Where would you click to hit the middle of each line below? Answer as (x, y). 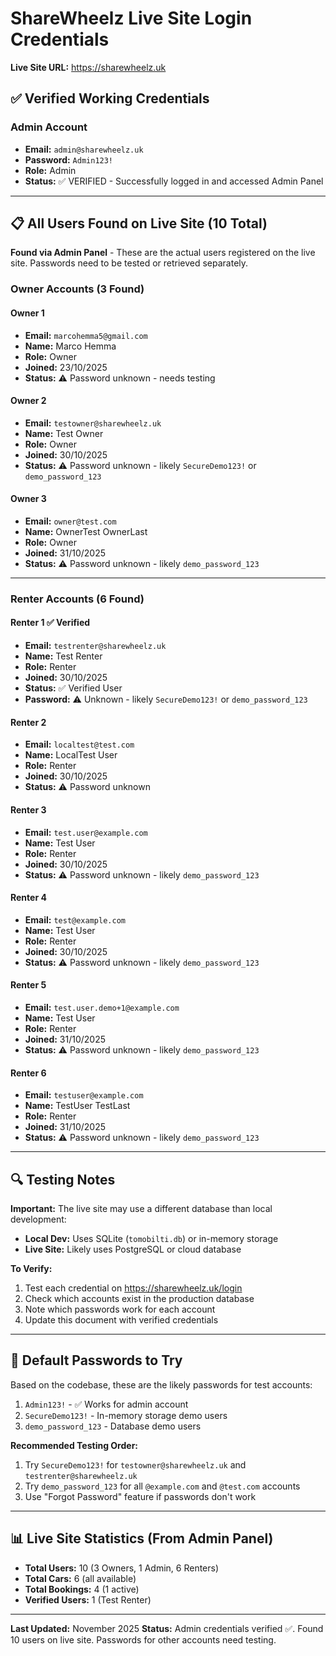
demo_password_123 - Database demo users (113, 1426)
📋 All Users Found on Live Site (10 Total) (139, 223)
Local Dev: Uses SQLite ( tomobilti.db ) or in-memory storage (151, 1238)
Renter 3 (28, 809)
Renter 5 (28, 985)
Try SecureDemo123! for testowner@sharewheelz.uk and (135, 1464)
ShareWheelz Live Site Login (131, 18)
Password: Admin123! (69, 159)
